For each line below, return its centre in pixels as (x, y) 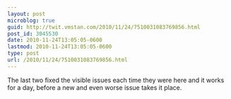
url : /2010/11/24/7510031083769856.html (68, 60)
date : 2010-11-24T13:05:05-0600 (55, 40)
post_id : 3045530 (33, 34)
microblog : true (31, 21)
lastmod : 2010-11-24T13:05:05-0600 (60, 47)
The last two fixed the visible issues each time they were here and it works (116, 80)
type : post (23, 54)
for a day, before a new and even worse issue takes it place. (95, 87)
